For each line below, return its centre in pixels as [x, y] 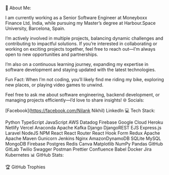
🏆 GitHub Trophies [25, 167]
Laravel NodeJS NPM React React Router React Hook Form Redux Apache [83, 133]
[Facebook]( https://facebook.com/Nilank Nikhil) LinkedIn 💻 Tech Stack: [80, 111]
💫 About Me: [18, 8]
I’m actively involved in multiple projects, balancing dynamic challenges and [84, 38]
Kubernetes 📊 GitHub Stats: [35, 155]
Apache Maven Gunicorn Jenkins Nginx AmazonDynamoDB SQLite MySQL [83, 138]
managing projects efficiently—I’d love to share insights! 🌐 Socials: [75, 100]
